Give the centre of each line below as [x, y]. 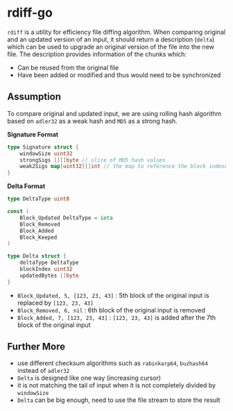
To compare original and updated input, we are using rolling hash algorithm [114, 113]
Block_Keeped [38, 237]
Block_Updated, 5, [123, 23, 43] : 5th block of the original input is [113, 295]
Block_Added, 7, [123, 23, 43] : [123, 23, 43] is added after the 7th [116, 317]
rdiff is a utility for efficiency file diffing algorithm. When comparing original [116, 32]
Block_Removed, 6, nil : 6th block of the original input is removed [111, 310]
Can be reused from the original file [68, 67]
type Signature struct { [43, 147]
